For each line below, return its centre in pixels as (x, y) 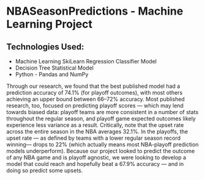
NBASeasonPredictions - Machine (95, 11)
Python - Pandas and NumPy (52, 74)
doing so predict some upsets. (45, 170)
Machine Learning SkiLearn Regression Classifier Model (86, 61)
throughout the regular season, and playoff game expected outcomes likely (101, 118)
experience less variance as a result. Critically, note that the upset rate (95, 125)
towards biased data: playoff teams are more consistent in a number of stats (102, 112)
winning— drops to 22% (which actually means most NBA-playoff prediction (102, 144)
